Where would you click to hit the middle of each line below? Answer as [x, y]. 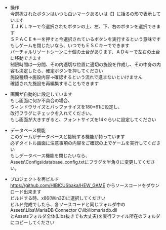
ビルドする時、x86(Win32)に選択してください [58, 198]
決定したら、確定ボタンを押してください [61, 71]
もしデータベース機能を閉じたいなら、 [50, 156]
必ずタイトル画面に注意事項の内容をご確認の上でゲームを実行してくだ [83, 143]
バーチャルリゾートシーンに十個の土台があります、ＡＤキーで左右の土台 [85, 52]
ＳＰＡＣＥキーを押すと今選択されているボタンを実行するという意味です [85, 39]
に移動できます [26, 58]
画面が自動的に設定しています [41, 94]
